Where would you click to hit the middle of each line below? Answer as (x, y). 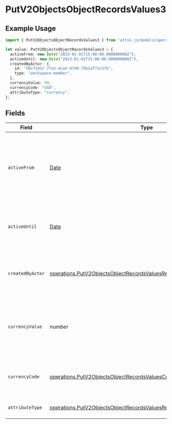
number (59, 327)
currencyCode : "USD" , (33, 88)
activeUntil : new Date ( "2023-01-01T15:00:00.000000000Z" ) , (74, 59)
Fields (15, 113)
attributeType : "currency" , (40, 92)
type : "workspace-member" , (43, 73)
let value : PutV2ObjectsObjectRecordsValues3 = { (59, 49)
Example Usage (31, 28)
